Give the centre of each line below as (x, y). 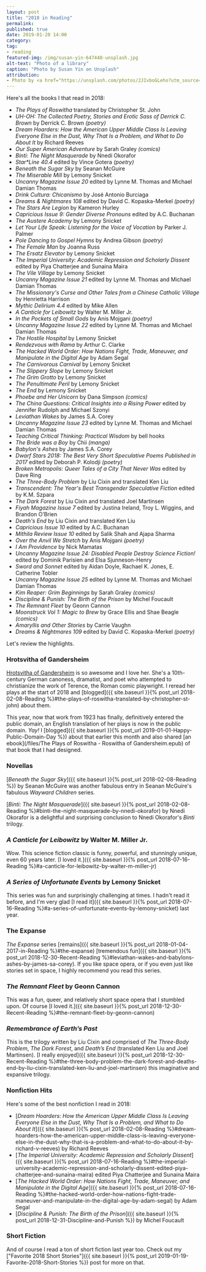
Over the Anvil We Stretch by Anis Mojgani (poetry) (80, 540)
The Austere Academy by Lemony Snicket (68, 221)
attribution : (23, 75)
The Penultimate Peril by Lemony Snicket (67, 384)
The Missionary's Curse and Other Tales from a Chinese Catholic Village (107, 293)
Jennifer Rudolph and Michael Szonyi (62, 410)
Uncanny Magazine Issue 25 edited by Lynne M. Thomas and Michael (103, 580)
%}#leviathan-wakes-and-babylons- (148, 957)
